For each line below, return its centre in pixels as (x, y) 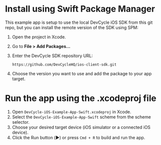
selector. (21, 122)
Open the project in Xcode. (39, 37)
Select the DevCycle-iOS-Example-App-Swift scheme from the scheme (81, 117)
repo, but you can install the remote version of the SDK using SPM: (72, 27)
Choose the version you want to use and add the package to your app (82, 73)
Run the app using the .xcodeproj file (81, 98)
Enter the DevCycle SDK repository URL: (52, 56)
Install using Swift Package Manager (80, 9)
